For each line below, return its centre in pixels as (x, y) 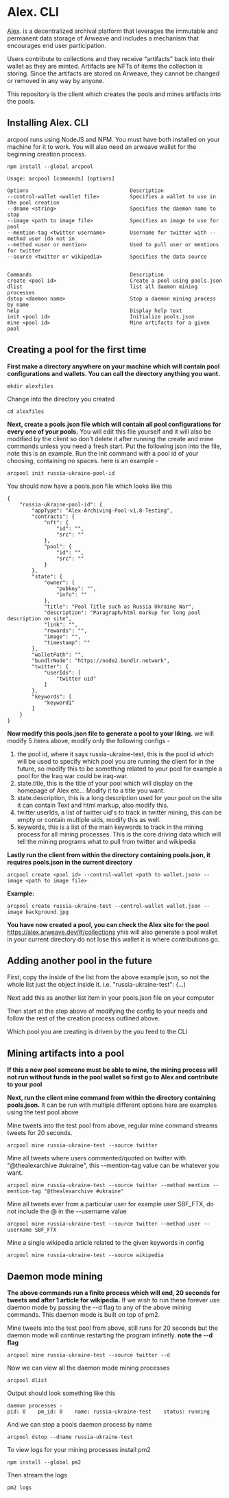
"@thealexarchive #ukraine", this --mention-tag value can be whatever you (113, 1166)
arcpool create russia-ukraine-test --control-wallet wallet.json (104, 906)
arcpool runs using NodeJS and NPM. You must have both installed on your (113, 139)
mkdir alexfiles (30, 386)
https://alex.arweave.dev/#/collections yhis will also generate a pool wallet (112, 932)
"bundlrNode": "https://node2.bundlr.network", (101, 660)
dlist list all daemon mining (102, 286)
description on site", (39, 618)
